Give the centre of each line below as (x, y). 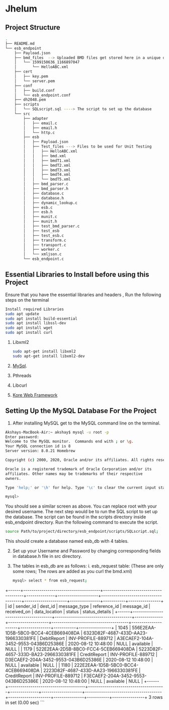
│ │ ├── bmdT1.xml (47, 161)
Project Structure (33, 27)
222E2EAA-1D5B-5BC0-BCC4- (106, 665)
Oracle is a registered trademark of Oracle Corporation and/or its (78, 469)
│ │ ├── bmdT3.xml (47, 170)
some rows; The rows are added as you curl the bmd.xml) (72, 572)
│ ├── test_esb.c (44, 235)
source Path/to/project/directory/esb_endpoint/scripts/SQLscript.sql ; (82, 532)
